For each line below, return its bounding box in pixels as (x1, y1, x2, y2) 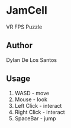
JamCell (6, 4, 47, 17)
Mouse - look (14, 96, 47, 103)
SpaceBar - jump (14, 114, 56, 122)
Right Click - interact (14, 108, 65, 115)
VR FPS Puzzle (6, 23, 43, 30)
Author (6, 40, 33, 51)
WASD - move (14, 89, 49, 96)
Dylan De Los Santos (6, 56, 57, 63)
